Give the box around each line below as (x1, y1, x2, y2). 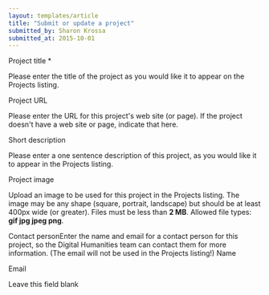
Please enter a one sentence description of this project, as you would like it (8, 151, 257, 160)
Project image (8, 175, 55, 184)
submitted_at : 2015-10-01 (8, 34, 95, 42)
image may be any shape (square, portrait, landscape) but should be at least (8, 199, 261, 208)
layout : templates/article (8, 11, 99, 20)
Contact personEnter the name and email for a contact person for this (8, 232, 238, 241)
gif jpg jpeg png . (8, 216, 64, 225)
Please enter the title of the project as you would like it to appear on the (8, 71, 245, 81)
